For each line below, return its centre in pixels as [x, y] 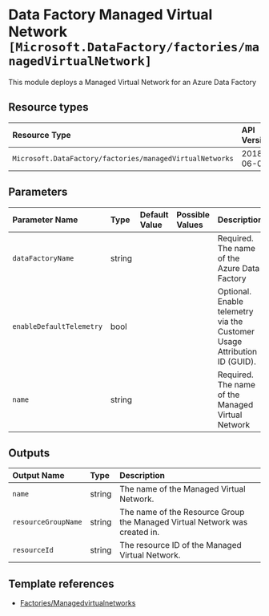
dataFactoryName [43, 258]
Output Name [38, 476]
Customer [236, 331]
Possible [193, 214]
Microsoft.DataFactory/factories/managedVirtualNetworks [123, 158]
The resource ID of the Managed [181, 545]
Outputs [29, 453]
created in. [140, 533]
